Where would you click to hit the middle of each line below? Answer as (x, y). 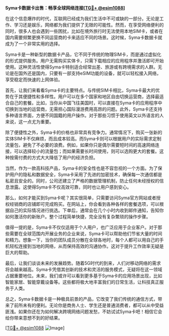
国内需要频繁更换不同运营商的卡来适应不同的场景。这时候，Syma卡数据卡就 (84, 37)
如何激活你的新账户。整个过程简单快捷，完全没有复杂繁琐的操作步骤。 (78, 217)
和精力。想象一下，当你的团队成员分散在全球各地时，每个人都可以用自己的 (82, 240)
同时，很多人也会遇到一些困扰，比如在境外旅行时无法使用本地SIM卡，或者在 (84, 31)
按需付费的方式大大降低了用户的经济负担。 (54, 157)
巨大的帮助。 (18, 253)
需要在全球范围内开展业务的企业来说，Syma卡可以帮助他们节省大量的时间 (86, 234)
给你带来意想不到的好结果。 (34, 318)
